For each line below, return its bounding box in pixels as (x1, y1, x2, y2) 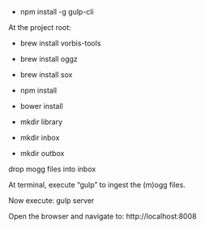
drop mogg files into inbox (8, 164, 96, 174)
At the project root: (8, 23, 71, 32)
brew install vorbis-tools (19, 38, 101, 48)
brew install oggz (19, 54, 79, 63)
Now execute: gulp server (8, 196, 95, 205)
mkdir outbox (19, 149, 65, 158)
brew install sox (19, 70, 73, 80)
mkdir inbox (19, 133, 60, 142)
